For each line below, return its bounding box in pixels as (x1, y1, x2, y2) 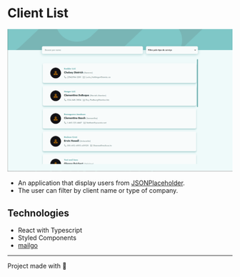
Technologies (7, 207, 70, 219)
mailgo (17, 241, 38, 250)
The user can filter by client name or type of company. (17, 186, 179, 195)
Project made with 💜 (7, 262, 67, 271)
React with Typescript (17, 226, 83, 235)
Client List (7, 5, 69, 21)
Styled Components (17, 233, 77, 242)
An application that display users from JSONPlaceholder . (17, 178, 186, 187)
